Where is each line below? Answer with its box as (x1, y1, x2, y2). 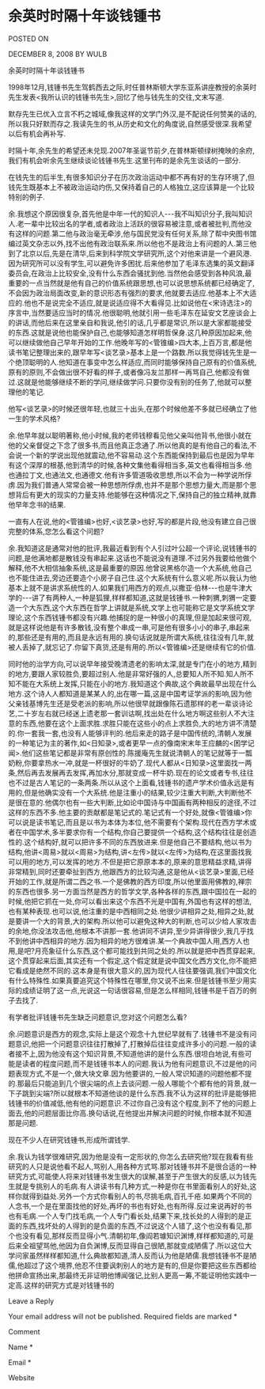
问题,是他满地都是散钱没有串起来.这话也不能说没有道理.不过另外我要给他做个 (8, 553, 257, 563)
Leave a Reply (8, 1296, 55, 1306)
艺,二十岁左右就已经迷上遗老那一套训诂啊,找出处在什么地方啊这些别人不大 (8, 708, 248, 718)
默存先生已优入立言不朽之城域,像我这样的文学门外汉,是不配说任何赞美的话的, (8, 108, 257, 119)
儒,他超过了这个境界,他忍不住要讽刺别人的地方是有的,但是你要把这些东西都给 (8, 1260, 257, 1270)
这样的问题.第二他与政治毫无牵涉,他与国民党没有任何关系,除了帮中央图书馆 (14, 229, 257, 238)
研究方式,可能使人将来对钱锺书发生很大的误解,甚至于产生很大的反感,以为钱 (8, 1171, 251, 1181)
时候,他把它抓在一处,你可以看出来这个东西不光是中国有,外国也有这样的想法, (8, 896, 252, 906)
